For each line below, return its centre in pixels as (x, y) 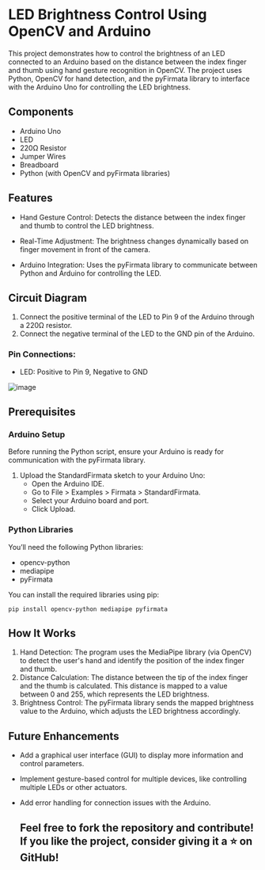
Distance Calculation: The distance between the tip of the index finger (134, 677)
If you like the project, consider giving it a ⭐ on (136, 841)
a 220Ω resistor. (46, 326)
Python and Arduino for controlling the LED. (91, 273)
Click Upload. (53, 509)
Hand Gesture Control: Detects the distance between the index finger (132, 217)
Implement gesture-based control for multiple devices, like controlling (133, 779)
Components (41, 112)
